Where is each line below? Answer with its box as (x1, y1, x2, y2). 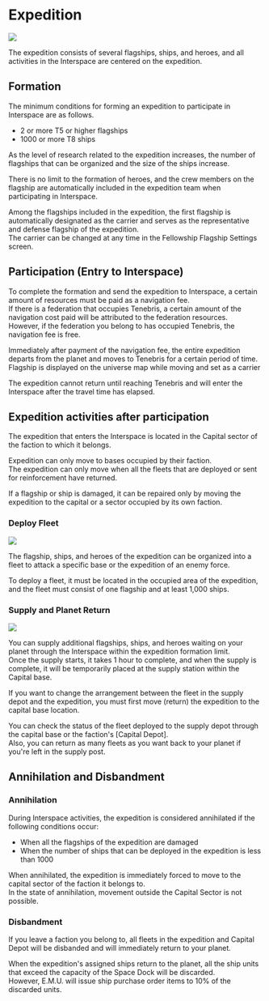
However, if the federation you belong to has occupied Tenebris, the (8, 321, 235, 330)
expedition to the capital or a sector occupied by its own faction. (8, 497, 223, 507)
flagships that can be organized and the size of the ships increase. (8, 158, 230, 168)
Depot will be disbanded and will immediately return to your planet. (8, 943, 232, 952)
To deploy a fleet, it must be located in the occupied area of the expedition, (8, 575, 258, 585)
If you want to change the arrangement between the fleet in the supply (8, 688, 244, 697)
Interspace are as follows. (8, 109, 95, 119)
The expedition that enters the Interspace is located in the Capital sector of (8, 432, 258, 441)
